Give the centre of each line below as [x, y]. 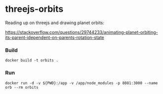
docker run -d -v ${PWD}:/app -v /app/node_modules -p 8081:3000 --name [81, 83]
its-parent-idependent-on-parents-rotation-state [55, 37]
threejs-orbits [34, 9]
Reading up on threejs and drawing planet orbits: [55, 23]
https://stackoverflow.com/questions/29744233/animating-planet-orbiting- [81, 32]
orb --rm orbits [22, 87]
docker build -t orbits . [32, 61]
